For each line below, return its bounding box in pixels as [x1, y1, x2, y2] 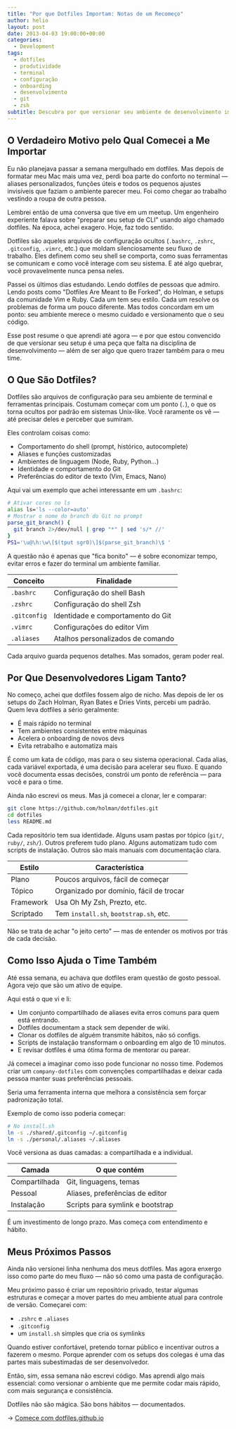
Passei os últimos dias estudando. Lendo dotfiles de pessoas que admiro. [7, 280, 221, 289]
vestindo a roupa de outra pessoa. [7, 194, 107, 203]
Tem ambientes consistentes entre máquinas [17, 727, 147, 735]
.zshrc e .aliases [17, 1314, 70, 1323]
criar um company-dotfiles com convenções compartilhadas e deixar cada [7, 1066, 223, 1075]
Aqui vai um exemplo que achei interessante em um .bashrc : [7, 486, 183, 494]
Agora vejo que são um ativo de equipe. [7, 980, 123, 990]
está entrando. [17, 1016, 60, 1024]
